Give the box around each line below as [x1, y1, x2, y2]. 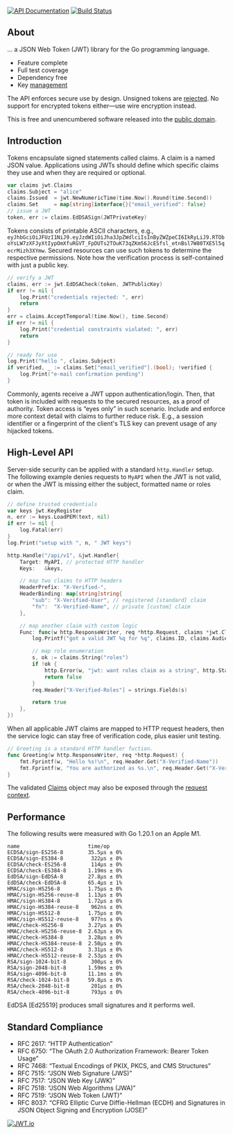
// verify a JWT [7, 274, 54, 281]
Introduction [7, 135, 62, 147]
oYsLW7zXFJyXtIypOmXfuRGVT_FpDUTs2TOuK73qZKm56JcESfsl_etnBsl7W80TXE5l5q [7, 240, 225, 247]
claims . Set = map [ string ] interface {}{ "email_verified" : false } [7, 201, 207, 208]
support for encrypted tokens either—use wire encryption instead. [7, 101, 196, 110]
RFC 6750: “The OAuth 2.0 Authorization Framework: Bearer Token [17, 1047, 209, 1056]
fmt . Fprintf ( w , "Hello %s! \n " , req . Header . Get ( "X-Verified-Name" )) [19, 758, 218, 765]
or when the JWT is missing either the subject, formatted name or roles [7, 480, 211, 488]
